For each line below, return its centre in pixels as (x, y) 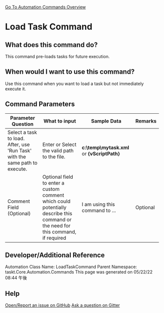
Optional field (58, 177)
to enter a (53, 183)
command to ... (99, 210)
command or (57, 219)
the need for (56, 226)
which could (56, 201)
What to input (60, 121)
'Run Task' (20, 150)
